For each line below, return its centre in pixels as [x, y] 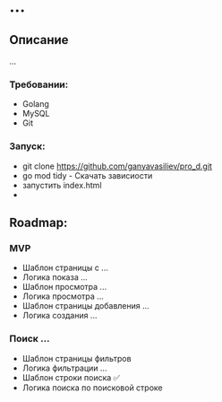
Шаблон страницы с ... [65, 268]
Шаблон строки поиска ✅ [71, 377]
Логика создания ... [60, 316]
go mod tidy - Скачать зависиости [87, 175]
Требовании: [39, 84]
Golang [35, 104]
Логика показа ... [55, 277]
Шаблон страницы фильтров [77, 358]
